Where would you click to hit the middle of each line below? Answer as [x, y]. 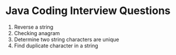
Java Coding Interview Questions [88, 11]
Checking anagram [37, 33]
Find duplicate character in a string [56, 46]
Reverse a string [34, 27]
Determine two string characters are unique [66, 39]
